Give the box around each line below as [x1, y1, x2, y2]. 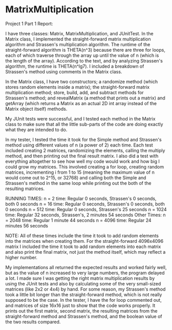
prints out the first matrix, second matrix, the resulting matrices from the [5, 307, 158, 314]
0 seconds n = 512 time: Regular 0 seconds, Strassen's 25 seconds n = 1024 [5, 206, 167, 212]
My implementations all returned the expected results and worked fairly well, [5, 264, 167, 270]
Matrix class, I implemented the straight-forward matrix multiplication [5, 36, 151, 42]
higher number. [5, 254, 37, 260]
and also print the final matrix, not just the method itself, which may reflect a [5, 249, 166, 255]
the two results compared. [5, 319, 61, 325]
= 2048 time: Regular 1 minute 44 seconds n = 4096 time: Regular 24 [5, 217, 152, 223]
